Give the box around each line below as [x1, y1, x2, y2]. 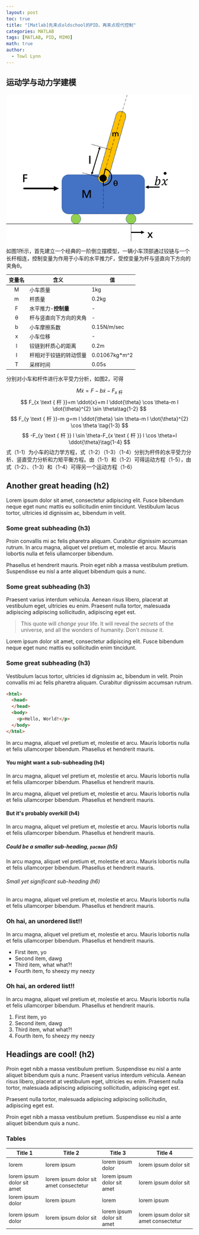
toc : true [6, 15, 31, 22]
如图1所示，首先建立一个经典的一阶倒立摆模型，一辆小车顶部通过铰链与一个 [6, 247, 190, 254]
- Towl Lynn [11, 53, 41, 59]
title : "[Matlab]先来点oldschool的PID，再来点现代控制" [6, 22, 136, 28]
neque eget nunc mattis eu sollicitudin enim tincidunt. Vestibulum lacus [6, 503, 179, 510]
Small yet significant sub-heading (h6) [6, 878, 101, 885]
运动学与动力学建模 [6, 78, 76, 88]
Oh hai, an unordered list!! [6, 917, 83, 926]
